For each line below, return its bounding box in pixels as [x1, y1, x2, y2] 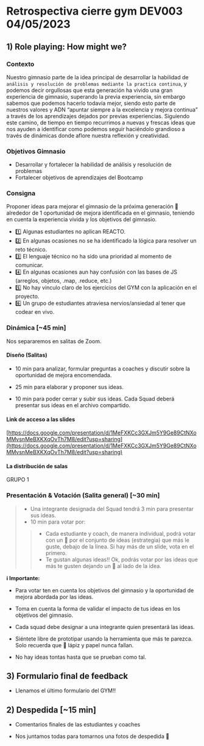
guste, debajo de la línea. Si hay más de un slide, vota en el [45, 542, 194, 550]
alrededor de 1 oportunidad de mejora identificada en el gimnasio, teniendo [6, 209, 195, 217]
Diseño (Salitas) [6, 352, 47, 359]
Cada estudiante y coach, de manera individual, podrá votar [45, 530, 196, 537]
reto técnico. [15, 246, 47, 254]
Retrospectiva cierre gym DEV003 [6, 4, 183, 18]
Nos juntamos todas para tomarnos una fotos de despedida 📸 [15, 733, 169, 740]
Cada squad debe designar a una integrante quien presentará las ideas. [15, 623, 195, 630]
